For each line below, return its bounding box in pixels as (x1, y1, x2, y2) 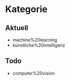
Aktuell (5, 24, 29, 32)
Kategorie (5, 4, 48, 15)
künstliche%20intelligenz (12, 42, 65, 48)
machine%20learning (12, 37, 57, 43)
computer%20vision (12, 70, 55, 76)
